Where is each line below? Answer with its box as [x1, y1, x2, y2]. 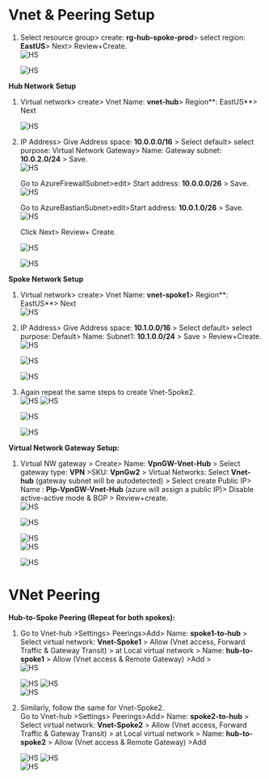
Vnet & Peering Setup [8, 6, 155, 24]
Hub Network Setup [8, 81, 77, 91]
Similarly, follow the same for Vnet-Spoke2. [19, 703, 165, 713]
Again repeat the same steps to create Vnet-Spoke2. [19, 387, 195, 396]
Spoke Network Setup [8, 274, 84, 284]
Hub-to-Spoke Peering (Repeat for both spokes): [8, 612, 175, 622]
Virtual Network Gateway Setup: [8, 443, 120, 452]
